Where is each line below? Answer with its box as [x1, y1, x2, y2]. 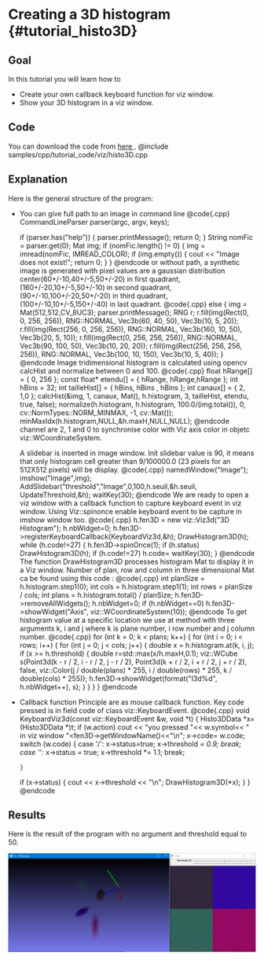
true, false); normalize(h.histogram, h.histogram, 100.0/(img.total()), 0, [19, 399, 246, 409]
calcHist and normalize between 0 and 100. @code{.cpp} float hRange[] [19, 366, 253, 375]
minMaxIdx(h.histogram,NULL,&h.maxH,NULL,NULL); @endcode [19, 416, 230, 425]
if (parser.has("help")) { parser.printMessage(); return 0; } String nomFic [19, 232, 254, 241]
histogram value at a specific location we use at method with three [19, 615, 236, 624]
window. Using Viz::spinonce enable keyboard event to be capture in [19, 506, 242, 516]
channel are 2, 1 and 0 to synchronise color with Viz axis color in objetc [19, 425, 250, 434]
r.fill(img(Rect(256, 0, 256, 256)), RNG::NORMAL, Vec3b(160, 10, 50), [19, 324, 243, 333]
